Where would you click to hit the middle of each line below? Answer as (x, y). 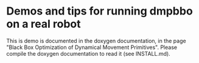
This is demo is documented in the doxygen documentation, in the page (96, 41)
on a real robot (44, 24)
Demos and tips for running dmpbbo (100, 11)
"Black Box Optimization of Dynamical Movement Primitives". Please (92, 47)
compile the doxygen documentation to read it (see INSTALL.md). (88, 53)
